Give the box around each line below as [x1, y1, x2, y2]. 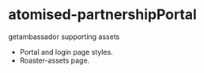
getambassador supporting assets [8, 32, 120, 41]
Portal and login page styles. [19, 47, 113, 56]
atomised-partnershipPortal [8, 6, 198, 24]
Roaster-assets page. [19, 56, 90, 65]
